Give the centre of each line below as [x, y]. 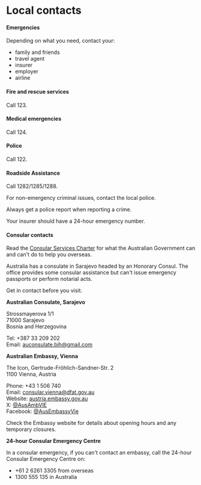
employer [27, 71]
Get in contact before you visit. [44, 291]
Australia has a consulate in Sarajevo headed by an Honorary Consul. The [97, 266]
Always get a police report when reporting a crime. [69, 209]
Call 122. [17, 159]
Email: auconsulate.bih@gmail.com [49, 345]
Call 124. [17, 132]
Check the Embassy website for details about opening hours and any [91, 423]
